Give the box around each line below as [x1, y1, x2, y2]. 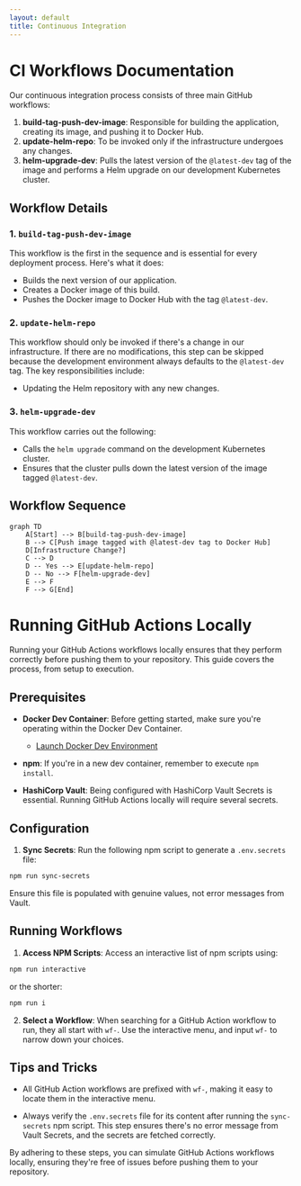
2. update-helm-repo [9, 317, 96, 329]
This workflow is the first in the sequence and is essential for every [9, 248, 258, 259]
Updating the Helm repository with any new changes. [22, 383, 220, 394]
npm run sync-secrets [9, 872, 91, 881]
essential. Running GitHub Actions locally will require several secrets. [22, 795, 279, 805]
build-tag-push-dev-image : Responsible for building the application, [22, 117, 279, 128]
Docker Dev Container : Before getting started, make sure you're [22, 714, 261, 724]
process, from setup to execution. [9, 663, 135, 675]
